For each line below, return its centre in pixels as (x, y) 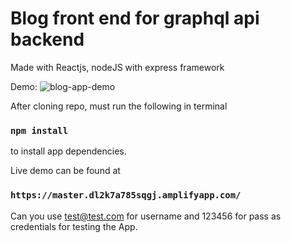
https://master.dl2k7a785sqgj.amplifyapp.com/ (126, 195)
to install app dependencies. (68, 151)
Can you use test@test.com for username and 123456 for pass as (146, 216)
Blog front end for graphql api (135, 18)
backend (47, 39)
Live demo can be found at (65, 171)
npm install (39, 130)
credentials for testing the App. (74, 226)
